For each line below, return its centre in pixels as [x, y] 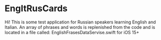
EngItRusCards [36, 9]
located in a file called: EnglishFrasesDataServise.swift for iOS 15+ [72, 32]
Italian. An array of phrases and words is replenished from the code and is [80, 27]
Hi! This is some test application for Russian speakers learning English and [80, 22]
